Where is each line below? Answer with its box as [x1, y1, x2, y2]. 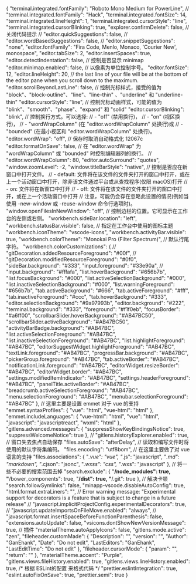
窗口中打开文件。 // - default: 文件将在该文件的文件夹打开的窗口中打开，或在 [6, 171, 190, 178]
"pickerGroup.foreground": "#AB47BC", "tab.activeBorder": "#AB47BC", [6, 356, 180, 363]
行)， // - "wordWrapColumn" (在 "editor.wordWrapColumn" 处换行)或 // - [6, 120, 183, 127]
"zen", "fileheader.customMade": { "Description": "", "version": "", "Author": [6, 533, 188, 539]
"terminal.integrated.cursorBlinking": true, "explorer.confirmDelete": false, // [6, 23, 190, 31]
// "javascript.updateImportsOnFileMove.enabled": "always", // [6, 507, 157, 514]
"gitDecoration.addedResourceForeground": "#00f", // [6, 249, 136, 256]
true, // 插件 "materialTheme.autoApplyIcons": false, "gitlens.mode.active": [6, 526, 186, 533]
